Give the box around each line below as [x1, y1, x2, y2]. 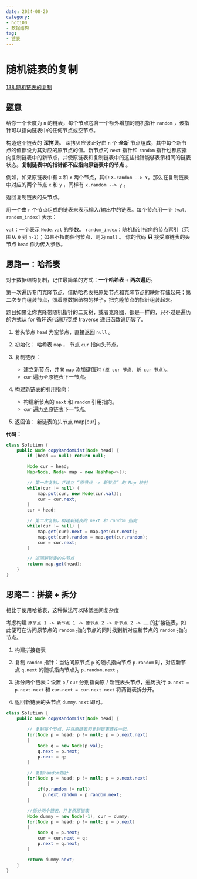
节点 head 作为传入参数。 [6, 240, 66, 248]
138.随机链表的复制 [6, 83, 52, 91]
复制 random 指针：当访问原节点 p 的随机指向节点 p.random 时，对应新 [14, 659, 181, 666]
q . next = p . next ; [37, 748, 80, 754]
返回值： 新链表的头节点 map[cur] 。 [14, 418, 103, 425]
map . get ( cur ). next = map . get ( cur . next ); [37, 529, 138, 534]
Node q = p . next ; [37, 830, 80, 835]
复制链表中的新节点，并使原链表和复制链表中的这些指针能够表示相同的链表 [11, 153, 191, 161]
